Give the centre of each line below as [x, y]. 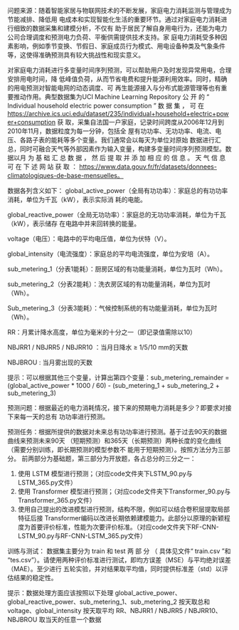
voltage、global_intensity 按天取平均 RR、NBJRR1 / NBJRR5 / [97, 610]
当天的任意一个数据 [73, 619]
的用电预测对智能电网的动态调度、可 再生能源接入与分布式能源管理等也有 [114, 88]
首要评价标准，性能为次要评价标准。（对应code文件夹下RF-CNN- [124, 527]
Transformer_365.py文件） [57, 500]
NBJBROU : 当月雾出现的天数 [50, 362]
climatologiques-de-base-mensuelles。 [65, 175]
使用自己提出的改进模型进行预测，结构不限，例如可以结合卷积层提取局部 [123, 509]
